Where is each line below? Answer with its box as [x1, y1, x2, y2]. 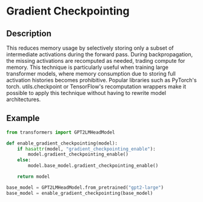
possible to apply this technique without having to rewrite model [6, 90, 167, 96]
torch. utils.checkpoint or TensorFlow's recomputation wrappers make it [6, 83, 187, 90]
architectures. [6, 96, 41, 103]
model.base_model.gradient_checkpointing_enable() [28, 163, 159, 169]
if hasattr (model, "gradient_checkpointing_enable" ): [17, 146, 156, 152]
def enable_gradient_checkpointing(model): [6, 140, 118, 146]
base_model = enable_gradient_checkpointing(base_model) [6, 190, 153, 196]
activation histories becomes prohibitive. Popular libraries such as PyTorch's [6, 77, 197, 83]
